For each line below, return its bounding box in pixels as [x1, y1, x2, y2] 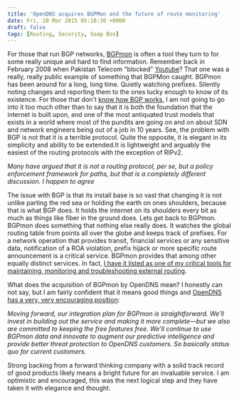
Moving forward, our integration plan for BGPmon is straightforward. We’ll [7, 309, 225, 318]
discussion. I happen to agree [7, 177, 95, 186]
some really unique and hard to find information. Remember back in [7, 58, 205, 66]
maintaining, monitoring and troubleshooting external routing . [7, 266, 187, 275]
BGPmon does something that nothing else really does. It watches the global [7, 222, 231, 230]
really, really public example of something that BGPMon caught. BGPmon [7, 73, 221, 81]
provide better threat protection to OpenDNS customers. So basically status [7, 340, 230, 348]
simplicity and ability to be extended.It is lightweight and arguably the [7, 140, 211, 150]
